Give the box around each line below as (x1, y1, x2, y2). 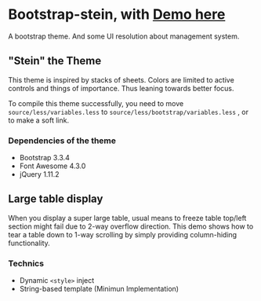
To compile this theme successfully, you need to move (8, 98, 184, 108)
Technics (8, 258, 45, 269)
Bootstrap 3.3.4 (19, 153, 71, 163)
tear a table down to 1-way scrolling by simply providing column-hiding (8, 229, 237, 239)
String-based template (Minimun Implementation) (19, 284, 179, 294)
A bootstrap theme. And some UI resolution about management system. (8, 31, 240, 41)
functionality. (8, 238, 51, 248)
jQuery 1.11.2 (19, 170, 60, 179)
